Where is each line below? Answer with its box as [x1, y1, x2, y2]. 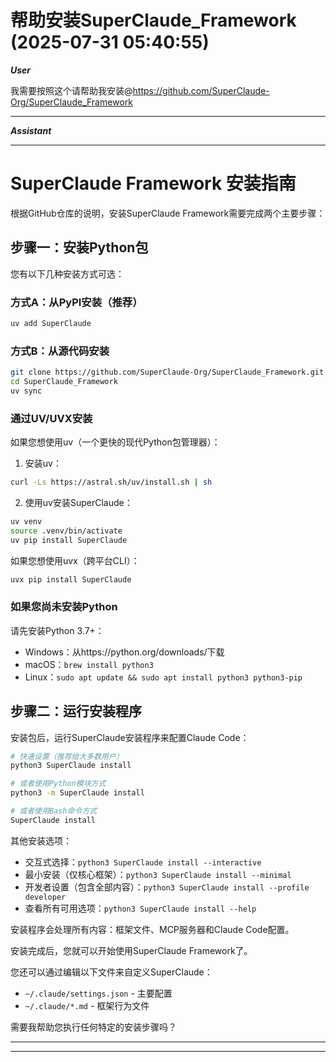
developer [24, 892, 67, 902]
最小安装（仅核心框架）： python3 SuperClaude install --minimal [24, 868, 292, 880]
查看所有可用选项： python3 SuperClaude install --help [24, 902, 257, 914]
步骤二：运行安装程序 [10, 703, 142, 720]
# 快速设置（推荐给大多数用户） [10, 751, 124, 761]
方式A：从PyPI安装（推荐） [10, 295, 143, 309]
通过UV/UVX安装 [10, 411, 93, 425]
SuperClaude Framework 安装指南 [10, 172, 297, 195]
